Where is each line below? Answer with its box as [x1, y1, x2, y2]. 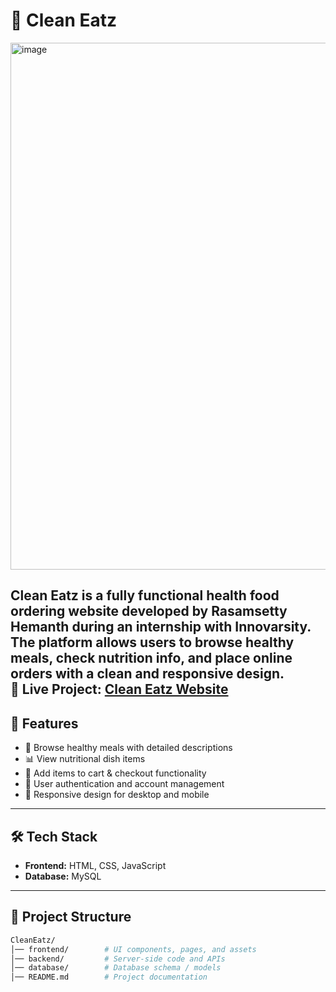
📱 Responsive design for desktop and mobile [24, 789, 210, 801]
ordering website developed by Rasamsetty [10, 603, 288, 620]
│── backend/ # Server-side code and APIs [10, 954, 226, 964]
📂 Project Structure [10, 909, 132, 926]
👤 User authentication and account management [24, 778, 225, 790]
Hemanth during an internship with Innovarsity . [10, 619, 312, 636]
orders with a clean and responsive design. [10, 665, 285, 683]
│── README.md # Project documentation [10, 972, 208, 983]
